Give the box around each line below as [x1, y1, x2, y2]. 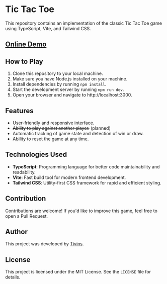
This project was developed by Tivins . [5, 241, 84, 247]
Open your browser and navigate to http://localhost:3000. [12, 92, 132, 98]
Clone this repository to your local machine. [12, 70, 103, 76]
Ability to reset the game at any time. [12, 136, 89, 142]
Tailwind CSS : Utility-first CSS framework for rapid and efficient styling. [12, 179, 162, 185]
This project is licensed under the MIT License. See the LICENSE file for [5, 269, 151, 275]
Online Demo [5, 40, 47, 49]
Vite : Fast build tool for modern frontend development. [12, 174, 126, 180]
